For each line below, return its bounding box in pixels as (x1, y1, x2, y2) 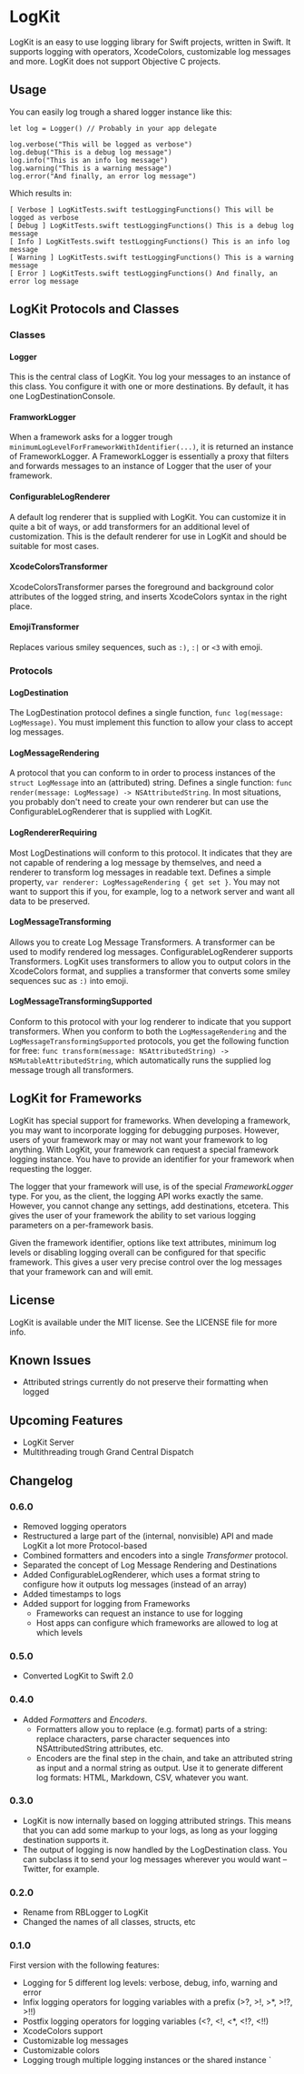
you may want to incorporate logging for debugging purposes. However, (9, 1125, 279, 1136)
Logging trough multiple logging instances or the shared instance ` (22, 2055, 272, 2066)
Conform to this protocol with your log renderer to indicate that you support (9, 1017, 292, 1027)
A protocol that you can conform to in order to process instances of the (9, 767, 276, 778)
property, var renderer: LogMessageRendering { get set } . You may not (9, 876, 280, 887)
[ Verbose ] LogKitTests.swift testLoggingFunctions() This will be (9, 205, 274, 215)
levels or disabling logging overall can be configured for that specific (9, 1247, 266, 1257)
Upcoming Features (9, 1412, 123, 1428)
